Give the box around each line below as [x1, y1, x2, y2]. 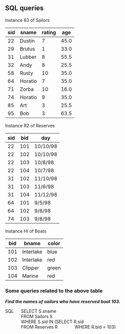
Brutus [19, 45, 36, 52]
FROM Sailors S [21, 314, 53, 320]
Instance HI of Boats [5, 228, 47, 234]
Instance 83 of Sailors [5, 17, 50, 23]
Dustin [19, 37, 35, 44]
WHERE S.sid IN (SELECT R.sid [21, 319, 84, 325]
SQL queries [5, 4, 44, 12]
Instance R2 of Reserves [5, 123, 55, 129]
